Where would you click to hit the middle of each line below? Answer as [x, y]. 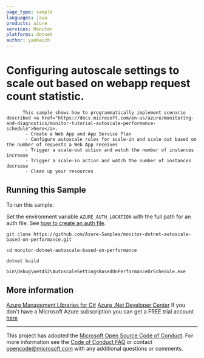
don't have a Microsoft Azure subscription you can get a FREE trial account [100, 311]
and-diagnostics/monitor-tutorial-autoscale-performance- [81, 123]
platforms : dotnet [29, 35]
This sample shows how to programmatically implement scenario [104, 113]
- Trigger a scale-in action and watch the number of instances [108, 160]
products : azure [27, 23]
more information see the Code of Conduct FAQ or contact [80, 342]
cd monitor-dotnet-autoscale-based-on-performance [72, 250]
